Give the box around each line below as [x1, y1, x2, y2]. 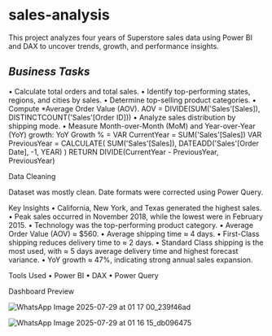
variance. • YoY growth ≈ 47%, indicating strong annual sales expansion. [8, 255, 253, 264]
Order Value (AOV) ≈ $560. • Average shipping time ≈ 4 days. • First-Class [8, 229, 260, 238]
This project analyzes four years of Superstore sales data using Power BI [8, 33, 252, 42]
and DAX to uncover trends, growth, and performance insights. [8, 41, 220, 50]
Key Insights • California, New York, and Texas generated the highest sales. [8, 203, 262, 212]
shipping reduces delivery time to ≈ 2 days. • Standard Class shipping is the [8, 238, 264, 247]
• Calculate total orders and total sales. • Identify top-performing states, [8, 86, 251, 96]
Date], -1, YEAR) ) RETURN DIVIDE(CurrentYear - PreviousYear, [8, 146, 219, 156]
